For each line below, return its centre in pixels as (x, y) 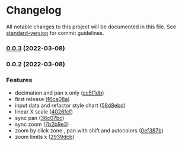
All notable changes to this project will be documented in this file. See (91, 27)
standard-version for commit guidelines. (55, 33)
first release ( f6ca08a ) (42, 99)
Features (19, 80)
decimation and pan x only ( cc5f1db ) (59, 93)
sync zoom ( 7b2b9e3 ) (42, 124)
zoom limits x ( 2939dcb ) (44, 137)
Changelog (34, 10)
